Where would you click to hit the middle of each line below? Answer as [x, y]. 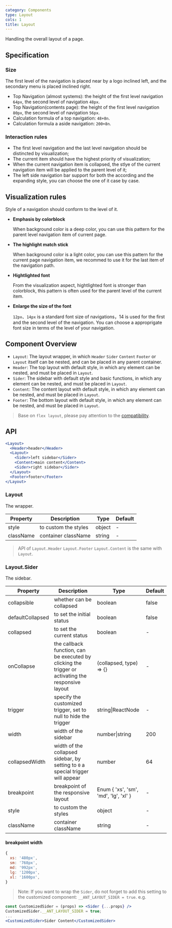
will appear [67, 778]
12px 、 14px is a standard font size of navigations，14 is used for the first [89, 317]
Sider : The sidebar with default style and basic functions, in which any [87, 378]
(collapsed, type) [117, 663]
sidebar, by [67, 759]
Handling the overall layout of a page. [45, 39]
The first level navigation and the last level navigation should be [80, 148]
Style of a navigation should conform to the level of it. [62, 209]
